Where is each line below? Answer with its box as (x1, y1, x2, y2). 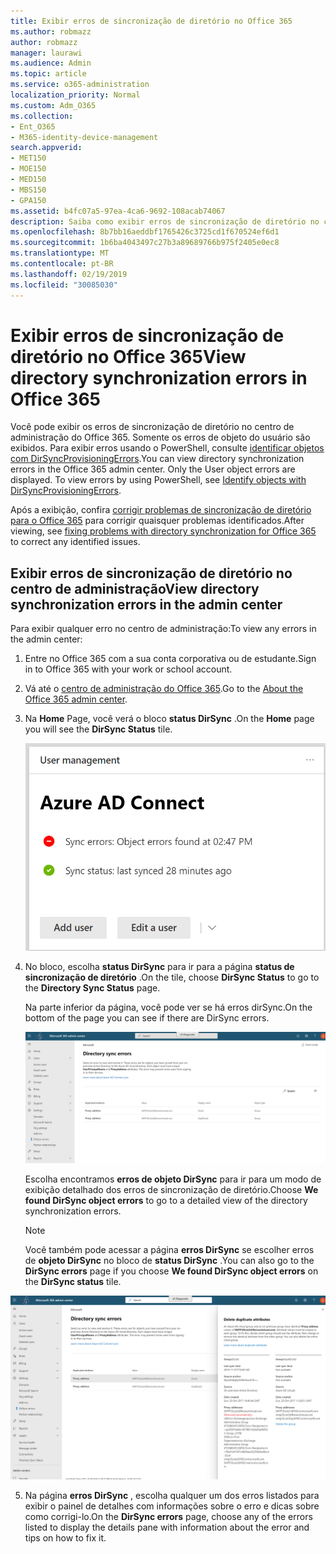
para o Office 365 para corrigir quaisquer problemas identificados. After (10, 515, 305, 527)
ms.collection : (10, 111, 74, 121)
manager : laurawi (10, 48, 83, 58)
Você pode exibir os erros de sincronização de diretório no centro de (10, 421, 295, 433)
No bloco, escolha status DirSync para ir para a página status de (24, 960, 295, 972)
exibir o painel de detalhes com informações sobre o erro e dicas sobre (24, 1500, 320, 1512)
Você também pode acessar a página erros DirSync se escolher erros (24, 1243, 315, 1255)
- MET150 (10, 153, 47, 164)
